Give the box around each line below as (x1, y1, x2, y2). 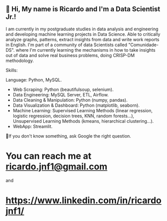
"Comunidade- (128, 42, 159, 48)
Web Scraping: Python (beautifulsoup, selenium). (12, 86, 114, 92)
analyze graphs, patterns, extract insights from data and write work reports (5, 36, 160, 42)
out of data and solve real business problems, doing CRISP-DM (5, 52, 135, 58)
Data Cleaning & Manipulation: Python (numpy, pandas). (12, 97, 128, 103)
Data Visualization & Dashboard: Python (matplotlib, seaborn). (12, 102, 140, 108)
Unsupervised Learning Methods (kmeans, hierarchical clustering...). (12, 118, 154, 124)
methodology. (5, 58, 34, 64)
